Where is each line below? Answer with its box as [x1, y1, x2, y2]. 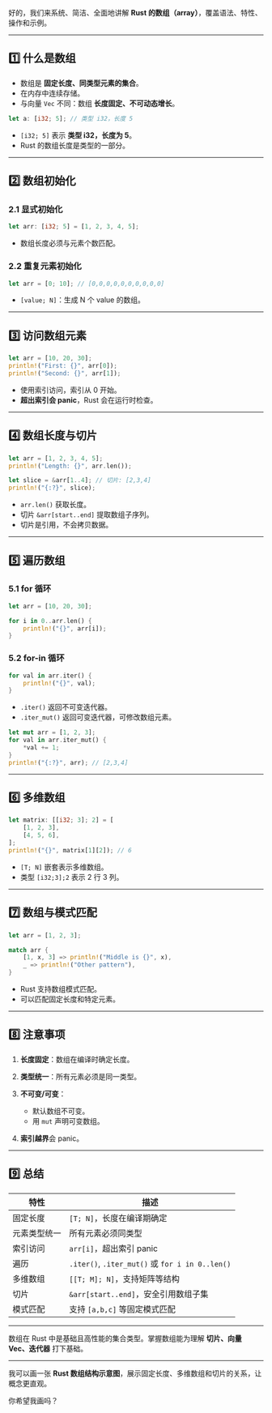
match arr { [8, 946, 49, 954]
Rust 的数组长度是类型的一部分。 [19, 140, 130, 150]
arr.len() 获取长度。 [19, 500, 91, 510]
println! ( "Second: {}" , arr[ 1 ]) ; [8, 369, 121, 378]
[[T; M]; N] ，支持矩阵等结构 [69, 1273, 181, 1284]
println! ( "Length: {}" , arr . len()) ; [8, 462, 132, 470]
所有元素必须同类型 [69, 1227, 143, 1239]
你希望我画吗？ [8, 1395, 58, 1405]
